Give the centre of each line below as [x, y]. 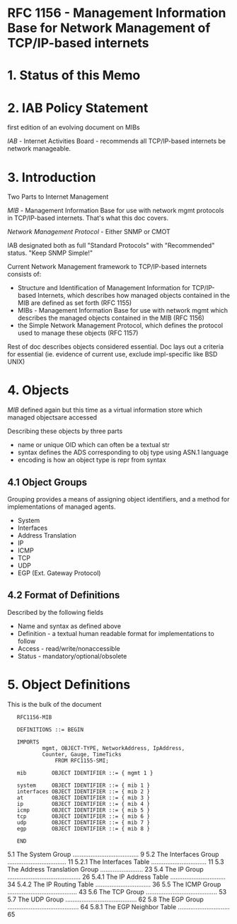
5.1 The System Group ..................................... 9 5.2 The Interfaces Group [113, 854]
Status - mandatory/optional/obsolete [72, 656]
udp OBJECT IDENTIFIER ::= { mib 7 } [83, 822]
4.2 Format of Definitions [64, 595]
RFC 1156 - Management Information [117, 13]
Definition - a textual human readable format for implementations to [116, 633]
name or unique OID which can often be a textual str [93, 445]
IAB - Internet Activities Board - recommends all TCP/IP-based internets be [117, 141]
